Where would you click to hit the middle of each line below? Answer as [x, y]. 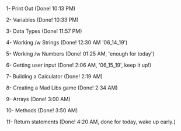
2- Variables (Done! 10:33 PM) [42, 20]
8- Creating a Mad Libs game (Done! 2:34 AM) [62, 88]
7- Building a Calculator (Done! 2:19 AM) [55, 76]
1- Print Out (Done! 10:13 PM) [41, 8]
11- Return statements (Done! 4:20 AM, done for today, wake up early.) [91, 122]
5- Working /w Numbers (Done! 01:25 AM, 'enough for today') [80, 54]
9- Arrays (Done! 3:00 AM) [39, 99]
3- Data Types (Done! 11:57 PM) [44, 31]
